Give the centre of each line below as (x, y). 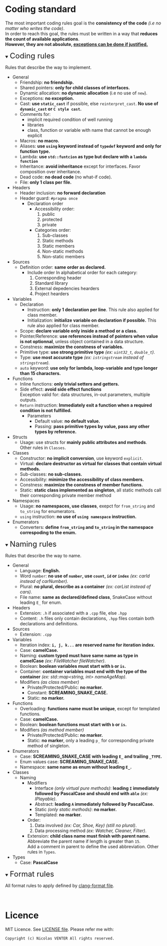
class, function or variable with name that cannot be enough (89, 130)
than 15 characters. (40, 373)
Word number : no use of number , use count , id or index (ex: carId (85, 576)
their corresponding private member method (66, 495)
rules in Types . (42, 852)
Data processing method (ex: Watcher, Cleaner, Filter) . (91, 831)
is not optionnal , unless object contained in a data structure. (82, 341)
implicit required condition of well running (70, 119)
